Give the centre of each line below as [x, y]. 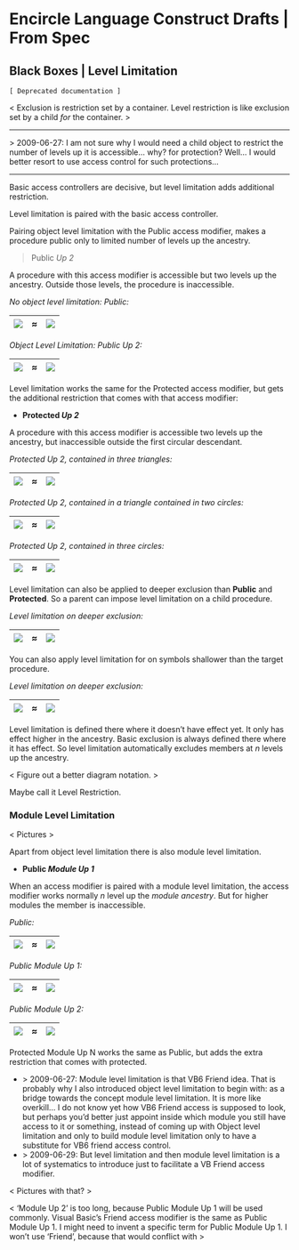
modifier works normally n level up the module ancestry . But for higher [139, 896]
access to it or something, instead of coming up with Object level [141, 1126]
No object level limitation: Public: [69, 302]
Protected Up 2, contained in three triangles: [91, 459]
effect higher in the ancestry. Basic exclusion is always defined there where [148, 739]
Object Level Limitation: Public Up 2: [76, 345]
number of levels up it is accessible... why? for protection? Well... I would [142, 152]
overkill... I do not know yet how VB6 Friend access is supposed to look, [154, 1108]
